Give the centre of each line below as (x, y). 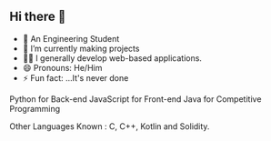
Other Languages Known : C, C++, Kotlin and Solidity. (110, 126)
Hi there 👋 (38, 17)
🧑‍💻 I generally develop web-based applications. (112, 58)
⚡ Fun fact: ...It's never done (75, 77)
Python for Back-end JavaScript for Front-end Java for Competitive (135, 99)
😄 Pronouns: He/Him (62, 67)
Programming (35, 108)
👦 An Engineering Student (71, 38)
